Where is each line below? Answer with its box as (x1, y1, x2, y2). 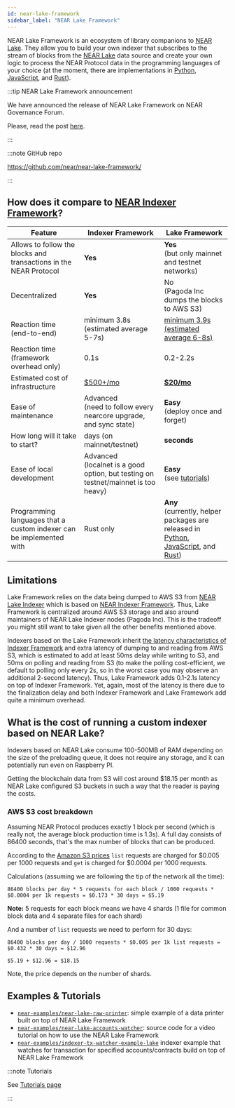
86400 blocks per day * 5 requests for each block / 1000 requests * (7, 886, 215, 893)
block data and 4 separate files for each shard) (7, 912, 143, 920)
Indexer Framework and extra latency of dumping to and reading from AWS (7, 643, 224, 653)
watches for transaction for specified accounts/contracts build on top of (17, 1046, 226, 1055)
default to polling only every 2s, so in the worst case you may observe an (7, 666, 218, 674)
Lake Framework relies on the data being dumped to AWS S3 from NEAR (7, 593, 216, 601)
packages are (164, 515, 209, 525)
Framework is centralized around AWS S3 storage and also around (7, 608, 199, 616)
